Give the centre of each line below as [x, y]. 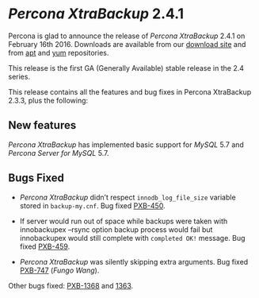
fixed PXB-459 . [45, 246]
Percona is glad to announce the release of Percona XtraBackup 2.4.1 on [127, 36]
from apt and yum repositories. [59, 52]
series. [19, 76]
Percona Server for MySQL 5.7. [59, 153]
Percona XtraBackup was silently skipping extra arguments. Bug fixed [134, 261]
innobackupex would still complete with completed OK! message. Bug [132, 238]
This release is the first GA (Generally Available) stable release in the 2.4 [126, 68]
